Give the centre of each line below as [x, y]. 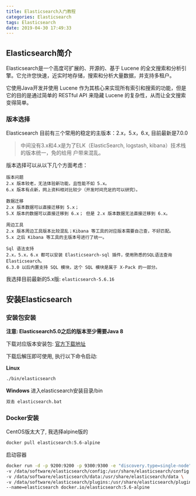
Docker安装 [22, 418]
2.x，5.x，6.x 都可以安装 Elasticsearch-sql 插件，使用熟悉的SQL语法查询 [89, 255]
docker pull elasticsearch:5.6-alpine [53, 443]
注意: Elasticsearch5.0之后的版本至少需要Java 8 [65, 331]
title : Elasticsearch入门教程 [41, 11]
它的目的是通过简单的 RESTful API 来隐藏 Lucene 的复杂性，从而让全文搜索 [96, 95]
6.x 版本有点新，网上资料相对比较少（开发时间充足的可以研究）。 [73, 190]
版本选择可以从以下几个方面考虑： [47, 165]
